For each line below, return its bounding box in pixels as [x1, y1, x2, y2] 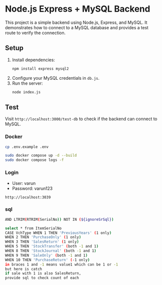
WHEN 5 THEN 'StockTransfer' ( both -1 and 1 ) [5, 244, 98, 249]
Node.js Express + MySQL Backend [5, 3, 150, 15]
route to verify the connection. [5, 30, 66, 36]
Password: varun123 [12, 185, 53, 191]
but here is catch [5, 267, 42, 271]
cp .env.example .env [5, 144, 49, 149]
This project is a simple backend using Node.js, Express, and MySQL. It [5, 19, 147, 25]
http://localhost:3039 [5, 195, 51, 200]
